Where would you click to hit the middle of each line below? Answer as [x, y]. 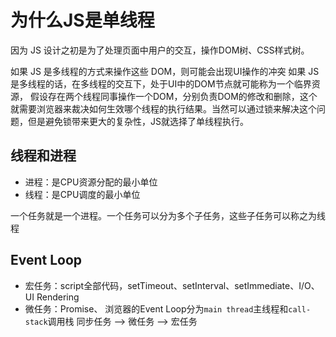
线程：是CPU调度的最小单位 [82, 194]
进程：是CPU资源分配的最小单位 [91, 182]
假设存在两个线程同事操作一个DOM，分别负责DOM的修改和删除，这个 [173, 96]
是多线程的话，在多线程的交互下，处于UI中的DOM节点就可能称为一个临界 [161, 83]
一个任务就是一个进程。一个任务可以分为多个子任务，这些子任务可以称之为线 [168, 215]
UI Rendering [52, 297]
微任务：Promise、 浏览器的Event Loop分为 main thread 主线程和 [156, 308]
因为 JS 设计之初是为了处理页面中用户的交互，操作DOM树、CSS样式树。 [160, 50]
